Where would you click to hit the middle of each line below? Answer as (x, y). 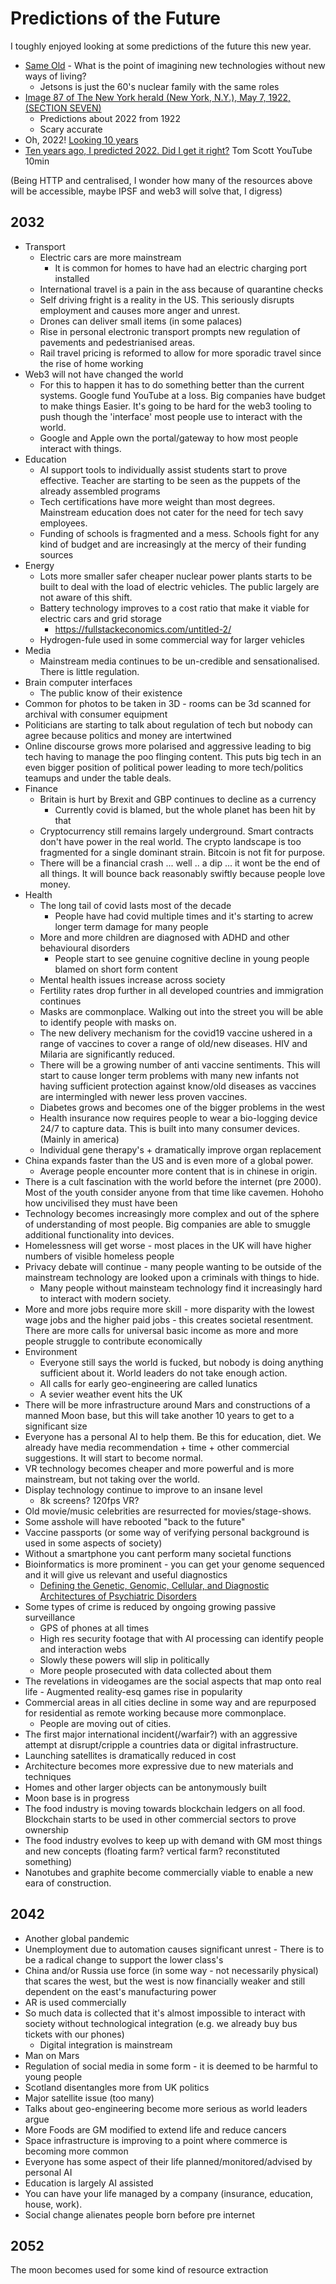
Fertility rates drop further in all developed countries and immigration (181, 990)
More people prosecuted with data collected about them (155, 1670)
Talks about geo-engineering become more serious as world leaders (166, 2108)
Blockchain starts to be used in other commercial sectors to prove (160, 1819)
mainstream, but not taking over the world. (112, 1479)
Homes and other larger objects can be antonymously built (145, 1787)
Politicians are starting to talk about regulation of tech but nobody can (168, 724)
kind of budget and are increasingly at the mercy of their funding (173, 544)
